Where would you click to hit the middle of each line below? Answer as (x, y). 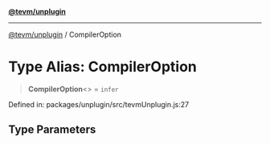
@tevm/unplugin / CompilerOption (65, 34)
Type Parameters (52, 130)
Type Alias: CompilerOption (102, 67)
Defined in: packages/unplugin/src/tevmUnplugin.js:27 (99, 104)
